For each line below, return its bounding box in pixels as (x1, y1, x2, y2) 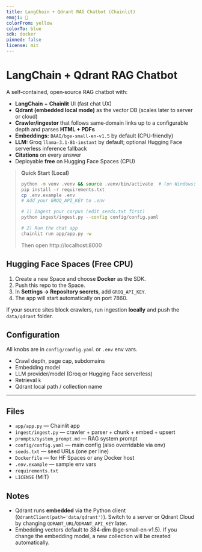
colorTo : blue (6, 25, 42, 32)
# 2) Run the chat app (20, 225, 78, 231)
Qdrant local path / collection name (14, 383, 102, 390)
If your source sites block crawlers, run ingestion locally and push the (6, 306, 180, 313)
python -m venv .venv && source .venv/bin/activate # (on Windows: (20, 181, 197, 187)
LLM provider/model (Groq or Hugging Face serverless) (14, 370, 153, 377)
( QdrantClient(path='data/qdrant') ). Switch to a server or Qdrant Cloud (14, 513, 194, 521)
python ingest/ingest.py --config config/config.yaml (20, 215, 159, 221)
